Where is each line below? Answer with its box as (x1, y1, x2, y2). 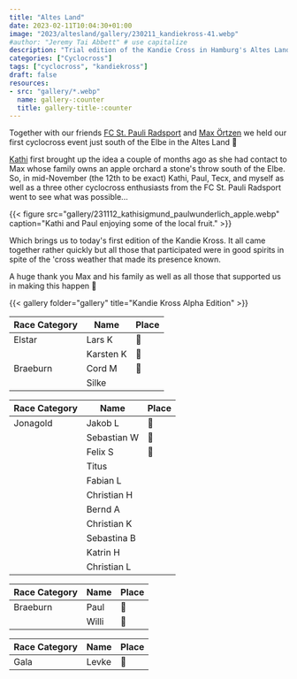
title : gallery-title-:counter (17, 103, 133, 112)
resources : (9, 79, 49, 88)
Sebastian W (86, 431, 140, 444)
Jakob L (86, 417, 119, 430)
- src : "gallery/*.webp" (9, 87, 101, 95)
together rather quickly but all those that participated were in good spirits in (9, 245, 285, 256)
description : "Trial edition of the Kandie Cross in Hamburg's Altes (9, 46, 271, 55)
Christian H (86, 489, 133, 501)
